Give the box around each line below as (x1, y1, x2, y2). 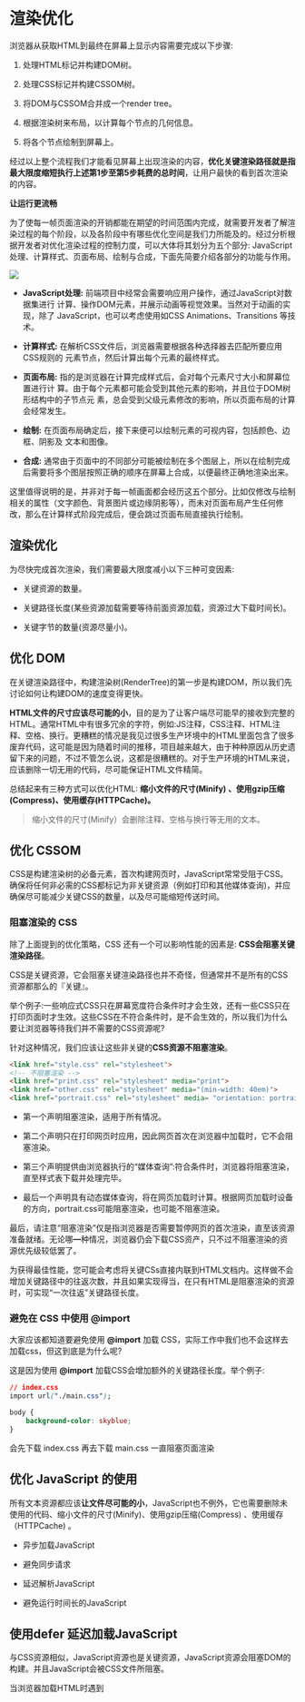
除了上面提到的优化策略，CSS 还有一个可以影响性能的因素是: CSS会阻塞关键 (9, 939, 295, 949)
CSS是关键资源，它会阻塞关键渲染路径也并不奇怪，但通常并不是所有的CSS (9, 969, 289, 980)
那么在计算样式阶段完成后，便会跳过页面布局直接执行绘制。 (25, 508, 248, 519)
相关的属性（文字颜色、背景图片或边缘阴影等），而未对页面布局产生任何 (9, 497, 276, 508)
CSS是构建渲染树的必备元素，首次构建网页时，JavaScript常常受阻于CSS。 (9, 869, 289, 880)
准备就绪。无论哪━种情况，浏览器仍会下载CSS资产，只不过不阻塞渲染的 (9, 1234, 280, 1245)
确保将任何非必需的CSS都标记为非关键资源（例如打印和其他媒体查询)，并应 (9, 880, 291, 890)
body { (9, 1408, 34, 1417)
